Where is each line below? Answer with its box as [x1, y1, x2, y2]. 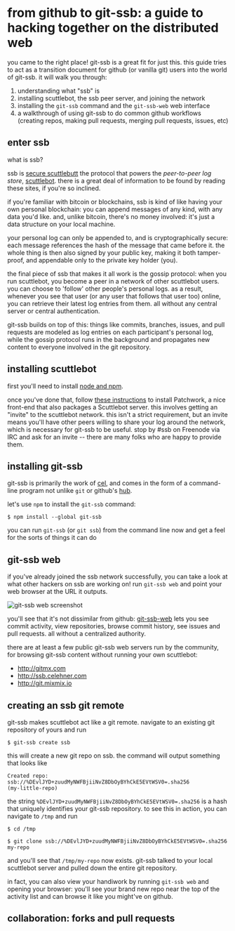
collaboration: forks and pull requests [7, 913, 175, 925]
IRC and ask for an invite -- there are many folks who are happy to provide [7, 433, 222, 441]
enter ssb [7, 137, 50, 149]
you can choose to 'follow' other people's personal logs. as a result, [7, 284, 203, 293]
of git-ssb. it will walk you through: [7, 72, 107, 81]
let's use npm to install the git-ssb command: [7, 500, 136, 508]
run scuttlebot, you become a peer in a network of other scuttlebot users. [7, 277, 220, 285]
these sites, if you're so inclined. [7, 184, 101, 192]
